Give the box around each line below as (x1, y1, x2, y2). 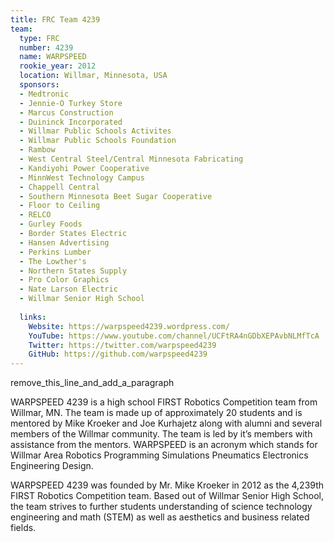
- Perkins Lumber (19, 247, 92, 257)
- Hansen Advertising (19, 237, 110, 248)
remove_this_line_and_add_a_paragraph (10, 377, 175, 389)
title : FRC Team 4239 (10, 14, 101, 25)
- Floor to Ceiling (19, 201, 101, 211)
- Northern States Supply (19, 266, 128, 276)
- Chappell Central (19, 182, 101, 192)
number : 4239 (19, 42, 74, 53)
